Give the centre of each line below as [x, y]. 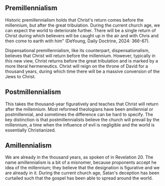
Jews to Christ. [20, 76]
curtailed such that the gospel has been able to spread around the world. [79, 178]
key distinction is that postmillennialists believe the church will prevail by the [82, 120]
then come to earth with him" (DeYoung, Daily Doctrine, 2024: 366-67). [78, 41]
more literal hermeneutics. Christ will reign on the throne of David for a [77, 66]
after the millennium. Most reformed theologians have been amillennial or [79, 109]
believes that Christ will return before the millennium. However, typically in [81, 56]
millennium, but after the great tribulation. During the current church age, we [82, 25]
